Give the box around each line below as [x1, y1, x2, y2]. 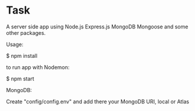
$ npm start [6, 75, 34, 82]
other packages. [6, 29, 46, 36]
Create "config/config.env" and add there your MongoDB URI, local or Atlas [6, 98, 190, 105]
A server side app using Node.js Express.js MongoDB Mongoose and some [6, 23, 189, 30]
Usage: [6, 41, 24, 48]
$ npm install [6, 52, 38, 59]
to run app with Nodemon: [6, 63, 70, 71]
